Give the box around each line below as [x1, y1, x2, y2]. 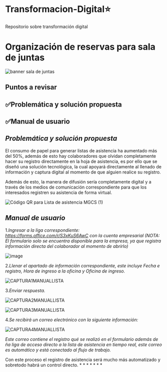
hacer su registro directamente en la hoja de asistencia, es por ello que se [5, 158, 157, 164]
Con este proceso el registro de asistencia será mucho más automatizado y [5, 356, 161, 362]
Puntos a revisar [5, 83, 57, 91]
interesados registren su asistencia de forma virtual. [5, 189, 112, 196]
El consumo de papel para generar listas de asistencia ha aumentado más [5, 147, 157, 153]
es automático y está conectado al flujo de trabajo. [5, 347, 111, 353]
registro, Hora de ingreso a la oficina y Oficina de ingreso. [5, 268, 125, 274]
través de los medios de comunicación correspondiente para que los [5, 184, 147, 190]
